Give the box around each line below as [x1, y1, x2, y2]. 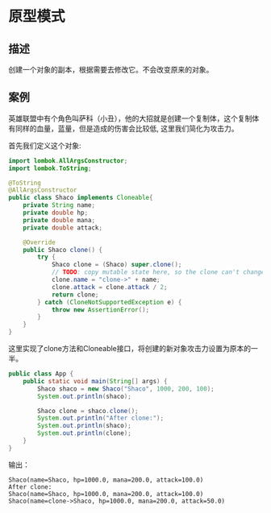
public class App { [8, 370, 74, 379]
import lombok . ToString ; [8, 164, 92, 172]
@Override [23, 238, 56, 246]
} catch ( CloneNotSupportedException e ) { [37, 298, 182, 306]
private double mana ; [23, 216, 95, 224]
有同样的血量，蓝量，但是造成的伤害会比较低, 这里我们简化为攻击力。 [8, 123, 239, 133]
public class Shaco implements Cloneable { [8, 194, 153, 202]
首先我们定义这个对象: [8, 140, 82, 150]
